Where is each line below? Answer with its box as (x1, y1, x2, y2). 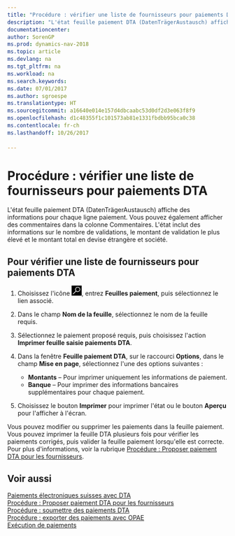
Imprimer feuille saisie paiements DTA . (17, 339, 132, 347)
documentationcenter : (7, 26, 71, 33)
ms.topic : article (7, 48, 61, 55)
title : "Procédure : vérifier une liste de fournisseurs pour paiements (7, 11, 224, 18)
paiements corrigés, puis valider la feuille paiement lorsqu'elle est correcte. (7, 437, 225, 446)
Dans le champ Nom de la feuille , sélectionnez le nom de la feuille (17, 310, 208, 318)
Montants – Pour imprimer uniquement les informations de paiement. (27, 373, 227, 381)
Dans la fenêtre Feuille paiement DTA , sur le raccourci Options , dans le (17, 352, 225, 360)
